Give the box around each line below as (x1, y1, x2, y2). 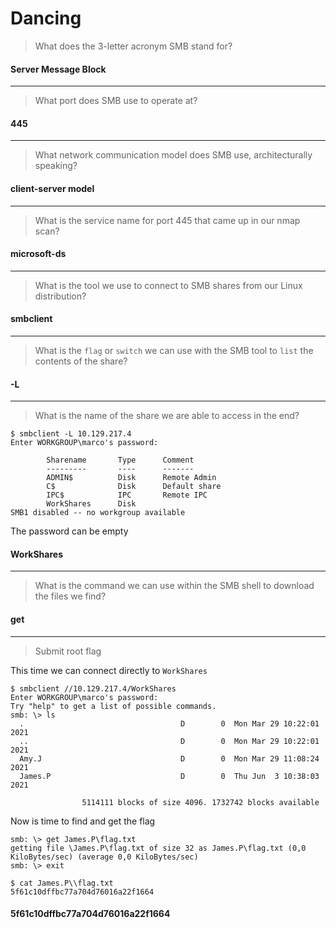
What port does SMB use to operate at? (34, 95, 198, 107)
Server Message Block (10, 63, 107, 75)
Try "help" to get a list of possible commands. (10, 701, 217, 711)
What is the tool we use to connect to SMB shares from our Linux (34, 279, 303, 291)
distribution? (34, 290, 87, 302)
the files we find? (34, 590, 107, 602)
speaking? (34, 160, 78, 172)
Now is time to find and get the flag (10, 815, 156, 827)
